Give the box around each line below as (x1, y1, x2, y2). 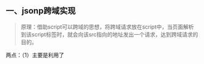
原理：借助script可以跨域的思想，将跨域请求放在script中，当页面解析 (20, 23, 194, 30)
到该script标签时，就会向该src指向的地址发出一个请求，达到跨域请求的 (20, 30, 199, 38)
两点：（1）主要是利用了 (5, 51, 65, 59)
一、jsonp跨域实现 (5, 5, 76, 16)
